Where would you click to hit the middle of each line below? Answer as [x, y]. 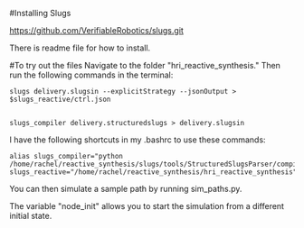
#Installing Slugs [40, 13]
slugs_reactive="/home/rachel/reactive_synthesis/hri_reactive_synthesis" [153, 172]
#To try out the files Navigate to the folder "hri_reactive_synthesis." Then [145, 65]
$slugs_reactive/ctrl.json [60, 99]
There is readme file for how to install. [80, 48]
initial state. [31, 216]
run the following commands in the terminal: [91, 75]
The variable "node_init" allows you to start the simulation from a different [147, 206]
